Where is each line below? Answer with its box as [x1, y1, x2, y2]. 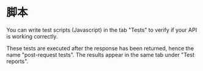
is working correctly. [6, 32, 58, 40]
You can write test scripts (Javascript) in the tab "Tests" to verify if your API [6, 26, 197, 34]
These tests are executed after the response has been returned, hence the [6, 44, 194, 52]
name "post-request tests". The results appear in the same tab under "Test [6, 51, 194, 58]
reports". [6, 58, 29, 65]
